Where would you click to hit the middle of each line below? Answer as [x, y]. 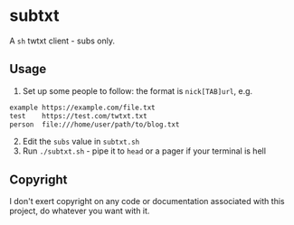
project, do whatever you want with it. [80, 211]
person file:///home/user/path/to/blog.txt [95, 124]
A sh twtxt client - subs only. [62, 41]
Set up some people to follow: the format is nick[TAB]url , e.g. [138, 90]
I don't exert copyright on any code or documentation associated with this [147, 202]
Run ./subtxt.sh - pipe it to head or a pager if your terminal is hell [144, 151]
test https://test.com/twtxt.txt [78, 116]
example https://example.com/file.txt [82, 108]
